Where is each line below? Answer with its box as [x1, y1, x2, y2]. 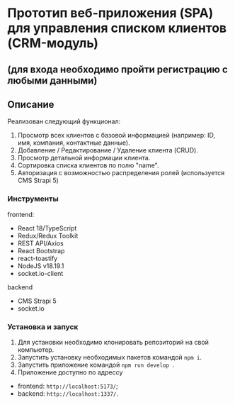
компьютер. [17, 345, 55, 354]
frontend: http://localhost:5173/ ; [17, 382, 118, 390]
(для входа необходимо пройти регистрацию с [7, 63, 228, 75]
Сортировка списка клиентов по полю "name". [17, 161, 159, 170]
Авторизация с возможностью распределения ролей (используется [17, 169, 225, 177]
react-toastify [17, 254, 58, 262]
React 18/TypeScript [17, 223, 77, 232]
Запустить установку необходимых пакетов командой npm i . [17, 353, 202, 361]
